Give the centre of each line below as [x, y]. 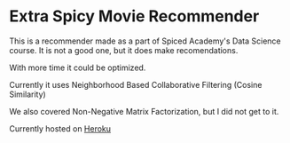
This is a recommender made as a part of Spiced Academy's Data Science [145, 41]
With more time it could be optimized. [78, 68]
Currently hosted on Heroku [60, 128]
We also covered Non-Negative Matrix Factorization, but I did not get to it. [144, 111]
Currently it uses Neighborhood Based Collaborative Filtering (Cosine [136, 84]
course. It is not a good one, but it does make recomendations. [124, 50]
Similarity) [27, 94]
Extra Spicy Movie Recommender [134, 16]
